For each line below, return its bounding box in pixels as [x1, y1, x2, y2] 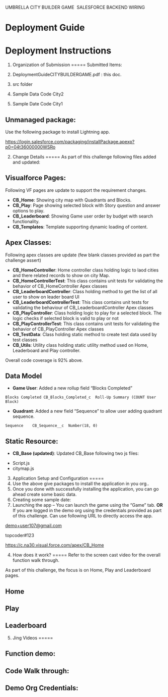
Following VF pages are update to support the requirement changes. [5, 187, 147, 193]
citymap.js [12, 465, 34, 471]
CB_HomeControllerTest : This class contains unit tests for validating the [12, 278, 163, 284]
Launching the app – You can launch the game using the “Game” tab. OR [12, 502, 163, 508]
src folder [12, 81, 33, 87]
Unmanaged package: [5, 116, 76, 124]
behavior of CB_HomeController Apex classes [12, 283, 108, 289]
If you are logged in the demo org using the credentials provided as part [12, 507, 162, 514]
